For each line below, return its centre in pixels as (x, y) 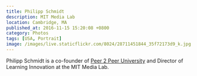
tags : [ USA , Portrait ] (34, 39)
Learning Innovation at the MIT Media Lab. (58, 67)
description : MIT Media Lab (41, 17)
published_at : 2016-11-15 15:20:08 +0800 (58, 28)
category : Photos (27, 33)
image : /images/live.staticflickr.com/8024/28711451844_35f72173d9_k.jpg (99, 44)
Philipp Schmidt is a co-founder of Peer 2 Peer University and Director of (95, 61)
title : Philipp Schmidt (35, 11)
